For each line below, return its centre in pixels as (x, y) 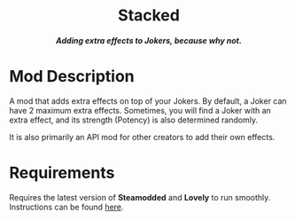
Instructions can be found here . (66, 207)
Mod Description (72, 76)
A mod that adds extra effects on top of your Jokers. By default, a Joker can (148, 101)
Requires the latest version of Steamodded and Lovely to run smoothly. (140, 197)
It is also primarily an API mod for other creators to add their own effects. (142, 137)
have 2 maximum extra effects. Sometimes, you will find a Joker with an (140, 110)
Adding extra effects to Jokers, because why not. (149, 40)
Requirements (62, 173)
